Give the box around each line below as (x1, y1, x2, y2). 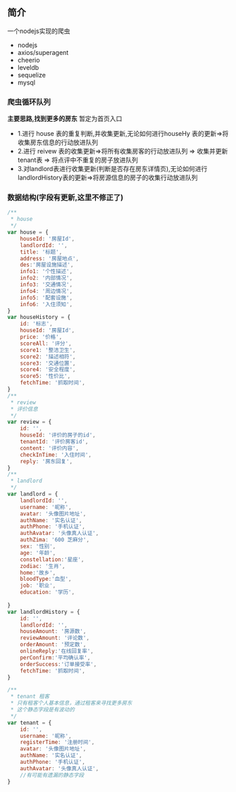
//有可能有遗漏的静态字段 (20, 772, 85, 779)
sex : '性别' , (20, 543, 56, 551)
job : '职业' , (20, 582, 56, 589)
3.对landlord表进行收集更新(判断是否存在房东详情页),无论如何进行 (17, 165, 208, 173)
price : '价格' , (20, 334, 63, 341)
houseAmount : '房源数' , (20, 628, 87, 635)
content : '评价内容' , (20, 444, 80, 452)
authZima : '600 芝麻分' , (20, 536, 90, 543)
